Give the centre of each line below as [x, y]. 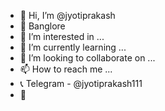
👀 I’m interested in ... [62, 36]
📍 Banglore [42, 26]
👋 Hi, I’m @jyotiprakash [67, 15]
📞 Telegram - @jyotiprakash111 [81, 83]
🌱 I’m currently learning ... [73, 47]
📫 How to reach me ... [66, 69]
